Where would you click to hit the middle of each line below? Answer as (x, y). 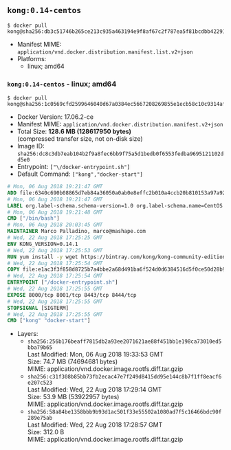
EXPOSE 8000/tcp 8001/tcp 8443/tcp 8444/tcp (72, 295)
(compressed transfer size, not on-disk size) (80, 139)
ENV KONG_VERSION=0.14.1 (43, 244)
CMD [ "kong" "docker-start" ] (49, 321)
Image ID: (31, 146)
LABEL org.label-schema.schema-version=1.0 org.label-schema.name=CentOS (115, 205)
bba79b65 (40, 348)
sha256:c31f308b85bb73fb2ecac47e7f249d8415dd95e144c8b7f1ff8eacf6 (124, 377)
